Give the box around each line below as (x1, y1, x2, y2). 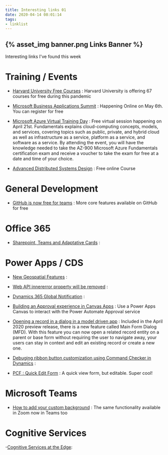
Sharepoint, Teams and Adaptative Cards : (12, 239, 101, 245)
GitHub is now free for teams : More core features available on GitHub (12, 200, 157, 206)
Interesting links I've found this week (5, 53, 81, 60)
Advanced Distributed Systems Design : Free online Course (12, 165, 136, 172)
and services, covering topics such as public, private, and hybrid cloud (12, 129, 159, 135)
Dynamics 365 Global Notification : (12, 293, 85, 299)
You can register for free (12, 108, 64, 114)
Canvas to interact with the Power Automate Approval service (12, 308, 140, 314)
